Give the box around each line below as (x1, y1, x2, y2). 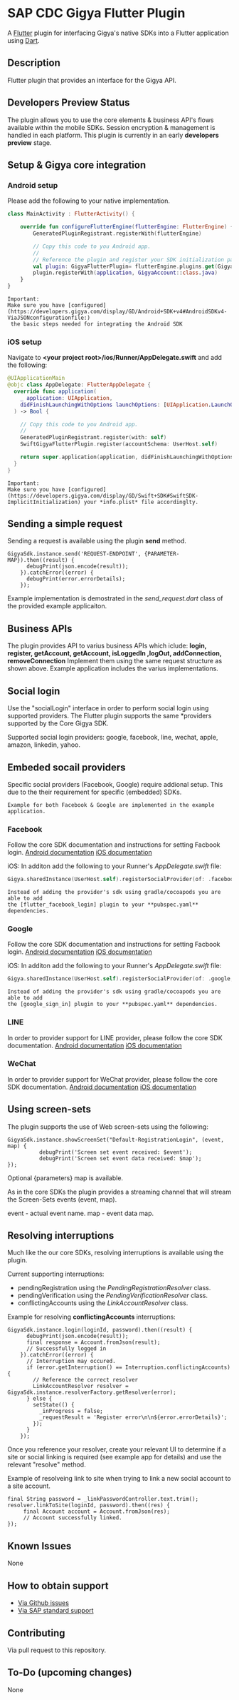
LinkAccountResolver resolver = (33, 1383, 129, 1390)
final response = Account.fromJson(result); (26, 1339, 161, 1347)
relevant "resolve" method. (7, 1460, 87, 1469)
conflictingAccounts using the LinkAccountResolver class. (17, 1299, 188, 1307)
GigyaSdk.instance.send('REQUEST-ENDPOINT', (7, 550, 142, 558)
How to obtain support (7, 1579, 109, 1591)
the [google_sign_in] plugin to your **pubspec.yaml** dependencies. (7, 1001, 218, 1008)
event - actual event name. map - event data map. (7, 1209, 154, 1217)
